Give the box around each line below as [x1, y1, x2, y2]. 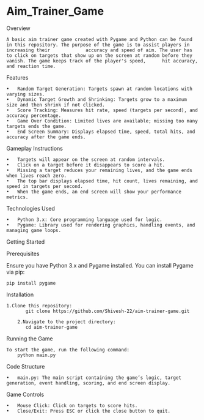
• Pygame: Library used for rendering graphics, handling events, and [6, 222, 195, 228]
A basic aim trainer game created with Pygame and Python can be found [6, 36, 192, 42]
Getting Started [6, 238, 45, 246]
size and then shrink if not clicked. [6, 102, 105, 108]
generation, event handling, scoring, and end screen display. [6, 380, 171, 386]
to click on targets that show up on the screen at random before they [6, 52, 192, 59]
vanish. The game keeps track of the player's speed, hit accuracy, [6, 58, 199, 64]
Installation [6, 291, 34, 298]
